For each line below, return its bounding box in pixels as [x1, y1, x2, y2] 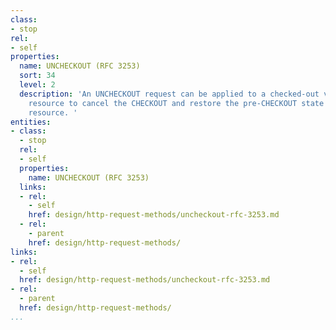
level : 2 [19, 80, 56, 90]
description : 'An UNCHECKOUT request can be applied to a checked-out [19, 89, 320, 99]
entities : [10, 117, 52, 127]
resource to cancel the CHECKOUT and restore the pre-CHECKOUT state [28, 98, 325, 108]
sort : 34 [19, 71, 56, 81]
